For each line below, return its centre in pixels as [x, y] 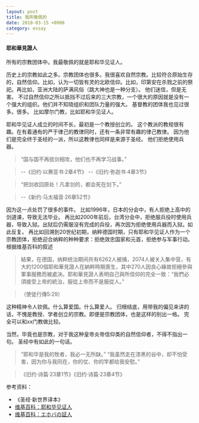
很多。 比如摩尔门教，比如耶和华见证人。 [66, 112]
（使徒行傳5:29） [42, 294]
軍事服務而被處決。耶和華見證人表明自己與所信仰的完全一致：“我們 [102, 274]
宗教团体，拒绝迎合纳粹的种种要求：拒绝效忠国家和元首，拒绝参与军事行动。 [99, 239]
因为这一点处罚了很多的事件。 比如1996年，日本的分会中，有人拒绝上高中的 [98, 210]
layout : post [22, 12]
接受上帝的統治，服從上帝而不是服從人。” [75, 282]
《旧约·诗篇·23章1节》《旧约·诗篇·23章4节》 [73, 374]
